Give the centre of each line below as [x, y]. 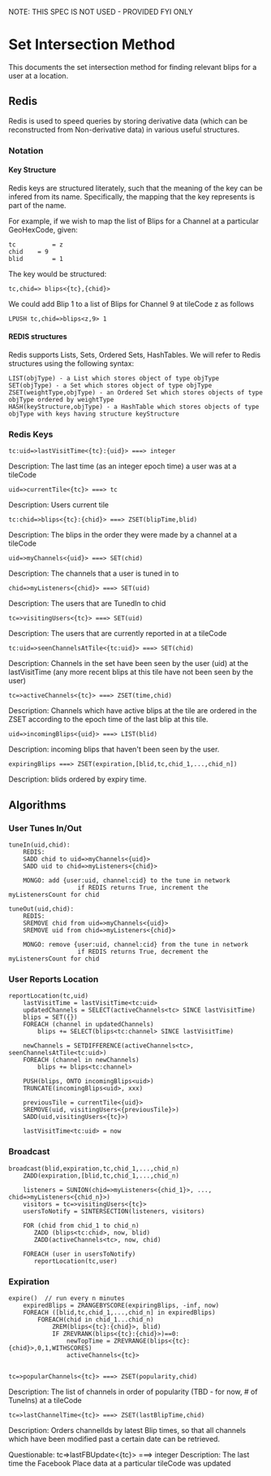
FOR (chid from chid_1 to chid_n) [81, 1226]
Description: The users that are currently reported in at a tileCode [118, 634]
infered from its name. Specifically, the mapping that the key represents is [132, 196]
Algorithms [37, 805]
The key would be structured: [58, 274]
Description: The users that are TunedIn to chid [87, 603]
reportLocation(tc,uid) [49, 996]
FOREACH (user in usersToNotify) [80, 1254]
